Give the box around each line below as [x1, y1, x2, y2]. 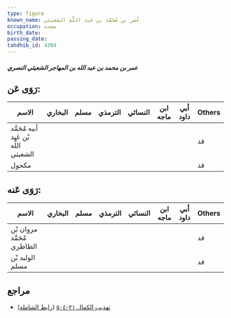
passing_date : [7, 36, 48, 43]
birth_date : [7, 29, 41, 36]
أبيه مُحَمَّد [10, 124, 38, 133]
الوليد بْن [10, 253, 36, 262]
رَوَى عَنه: [7, 183, 41, 196]
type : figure [7, 10, 45, 17]
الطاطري [10, 242, 38, 251]
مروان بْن [10, 225, 38, 234]
